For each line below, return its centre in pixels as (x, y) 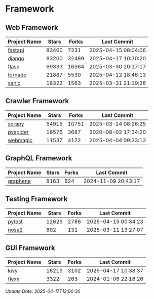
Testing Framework (36, 199)
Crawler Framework (37, 101)
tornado (17, 75)
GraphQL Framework (39, 158)
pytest (15, 222)
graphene (20, 181)
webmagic (20, 140)
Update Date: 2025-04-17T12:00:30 (43, 291)
